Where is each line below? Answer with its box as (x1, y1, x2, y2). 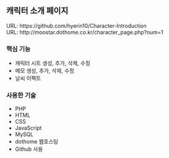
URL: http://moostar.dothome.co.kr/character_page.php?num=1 (6, 28, 164, 36)
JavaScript (14, 124, 42, 131)
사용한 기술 (6, 91, 37, 100)
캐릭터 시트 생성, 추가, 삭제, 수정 (14, 60, 91, 67)
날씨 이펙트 (14, 75, 41, 82)
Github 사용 (14, 145, 43, 153)
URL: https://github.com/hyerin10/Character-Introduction (6, 22, 147, 29)
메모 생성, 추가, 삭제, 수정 (14, 67, 75, 74)
